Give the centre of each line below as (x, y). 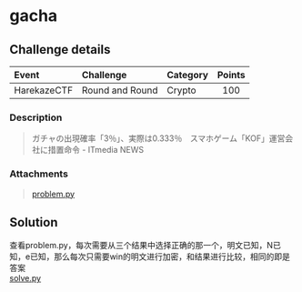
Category (188, 75)
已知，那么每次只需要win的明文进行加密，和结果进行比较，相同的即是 (161, 257)
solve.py (25, 278)
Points (231, 75)
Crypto (182, 90)
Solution (34, 222)
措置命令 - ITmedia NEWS (96, 150)
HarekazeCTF (44, 90)
